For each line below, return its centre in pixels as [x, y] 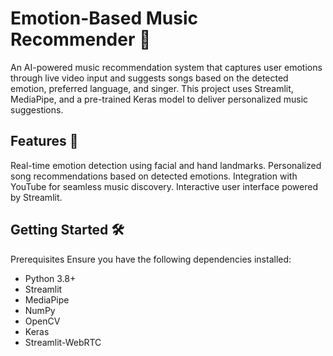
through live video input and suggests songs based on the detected [149, 78]
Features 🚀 [44, 141]
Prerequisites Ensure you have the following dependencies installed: [151, 259]
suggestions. [37, 109]
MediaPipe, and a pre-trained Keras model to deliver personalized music [159, 99]
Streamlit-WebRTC [63, 342]
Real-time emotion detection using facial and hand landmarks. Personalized [166, 165]
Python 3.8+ [50, 278]
